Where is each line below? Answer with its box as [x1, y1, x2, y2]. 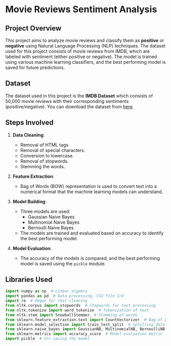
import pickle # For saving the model [5, 336, 90, 341]
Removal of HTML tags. [20, 142, 70, 148]
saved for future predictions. [5, 65, 65, 70]
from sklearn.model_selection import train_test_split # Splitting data [5, 322, 165, 327]
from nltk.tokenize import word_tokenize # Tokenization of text [5, 307, 149, 313]
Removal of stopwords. [20, 158, 69, 164]
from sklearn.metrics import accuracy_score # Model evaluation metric [5, 331, 163, 337]
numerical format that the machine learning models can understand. [20, 189, 163, 195]
